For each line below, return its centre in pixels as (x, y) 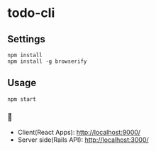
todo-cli (31, 13)
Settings (27, 39)
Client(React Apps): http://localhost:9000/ (79, 133)
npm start (22, 99)
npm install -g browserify (47, 61)
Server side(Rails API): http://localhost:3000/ (83, 140)
